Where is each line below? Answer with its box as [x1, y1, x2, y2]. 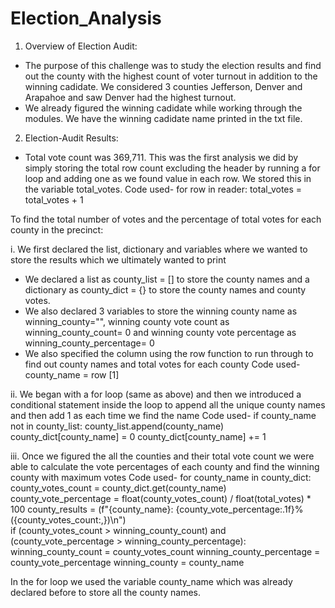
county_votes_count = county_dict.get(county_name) [10, 482, 227, 494]
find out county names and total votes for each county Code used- [24, 358, 301, 370]
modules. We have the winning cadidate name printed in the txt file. [24, 112, 303, 124]
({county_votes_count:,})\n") [10, 513, 127, 526]
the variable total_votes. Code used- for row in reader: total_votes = [24, 183, 303, 195]
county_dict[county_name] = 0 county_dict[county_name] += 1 [10, 430, 267, 442]
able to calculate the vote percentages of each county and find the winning [10, 460, 320, 472]
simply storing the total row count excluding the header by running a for [24, 162, 321, 174]
